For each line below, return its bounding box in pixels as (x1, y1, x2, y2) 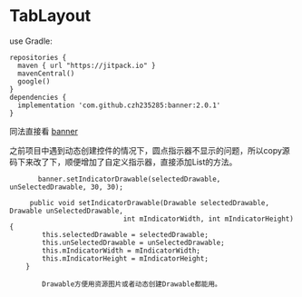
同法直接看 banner (9, 125, 79, 136)
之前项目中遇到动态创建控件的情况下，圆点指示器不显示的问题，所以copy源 (9, 144, 290, 155)
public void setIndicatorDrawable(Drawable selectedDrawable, (29, 198, 270, 207)
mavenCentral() (17, 69, 75, 78)
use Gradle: (9, 35, 53, 46)
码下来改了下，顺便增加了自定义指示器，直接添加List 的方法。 (9, 156, 238, 167)
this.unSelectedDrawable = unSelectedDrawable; (42, 238, 225, 247)
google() (17, 76, 51, 86)
